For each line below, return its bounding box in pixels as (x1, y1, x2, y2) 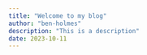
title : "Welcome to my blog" (8, 11, 107, 20)
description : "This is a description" (8, 27, 140, 35)
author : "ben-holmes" (8, 19, 82, 27)
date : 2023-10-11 (8, 34, 67, 43)
